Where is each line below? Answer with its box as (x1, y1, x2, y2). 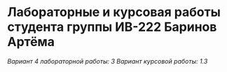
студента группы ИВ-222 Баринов (7, 19, 217, 35)
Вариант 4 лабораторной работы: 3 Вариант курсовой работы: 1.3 (7, 57, 208, 65)
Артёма (7, 34, 55, 50)
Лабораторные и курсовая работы (7, 4, 221, 20)
